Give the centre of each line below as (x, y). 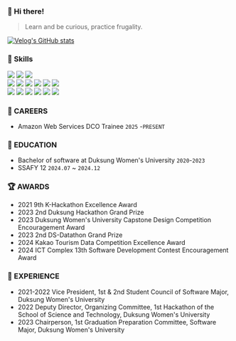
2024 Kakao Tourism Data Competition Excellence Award (102, 243)
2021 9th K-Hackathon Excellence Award (77, 205)
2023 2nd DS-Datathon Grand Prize (70, 235)
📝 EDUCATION (32, 145)
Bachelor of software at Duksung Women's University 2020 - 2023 (111, 160)
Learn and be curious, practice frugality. (84, 27)
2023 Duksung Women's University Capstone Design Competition (114, 220)
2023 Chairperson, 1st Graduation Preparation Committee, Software (117, 322)
